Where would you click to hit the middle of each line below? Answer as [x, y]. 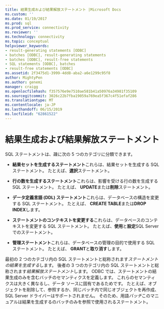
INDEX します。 [27, 209]
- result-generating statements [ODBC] [46, 50]
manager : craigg [22, 87]
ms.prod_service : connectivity [37, 28]
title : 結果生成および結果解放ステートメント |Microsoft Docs [63, 10]
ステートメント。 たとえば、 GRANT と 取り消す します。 [68, 248]
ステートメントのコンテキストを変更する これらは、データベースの [79, 220]
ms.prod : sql [18, 23]
